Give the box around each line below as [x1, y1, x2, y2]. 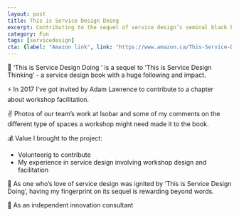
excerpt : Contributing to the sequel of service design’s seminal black [7, 24, 228, 31]
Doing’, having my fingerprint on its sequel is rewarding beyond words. [7, 187, 215, 195]
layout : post [7, 10, 46, 18]
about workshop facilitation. [7, 96, 90, 103]
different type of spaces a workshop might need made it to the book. [7, 120, 209, 128]
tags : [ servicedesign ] [7, 37, 75, 44]
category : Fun [7, 30, 50, 38]
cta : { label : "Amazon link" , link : [7, 43, 113, 51]
